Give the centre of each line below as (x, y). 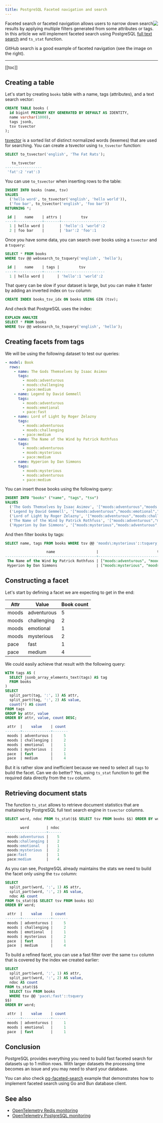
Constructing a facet (37, 581)
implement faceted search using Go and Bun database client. (66, 1084)
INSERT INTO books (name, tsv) (37, 190)
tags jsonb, (22, 122)
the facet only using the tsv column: (41, 874)
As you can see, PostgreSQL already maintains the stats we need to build (78, 869)
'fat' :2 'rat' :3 (24, 172)
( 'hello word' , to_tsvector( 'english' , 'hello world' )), (68, 199)
